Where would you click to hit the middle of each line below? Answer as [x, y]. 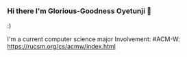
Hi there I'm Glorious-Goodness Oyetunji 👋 [79, 11]
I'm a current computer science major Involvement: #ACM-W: [93, 39]
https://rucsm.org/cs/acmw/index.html [62, 47]
